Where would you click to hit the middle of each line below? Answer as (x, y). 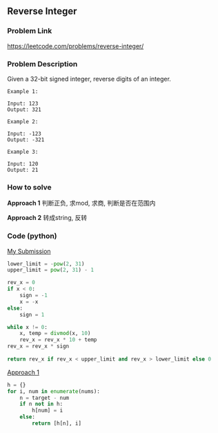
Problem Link (30, 31)
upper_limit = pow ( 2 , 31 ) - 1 (51, 270)
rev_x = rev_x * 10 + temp (58, 340)
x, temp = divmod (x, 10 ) (55, 334)
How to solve (29, 187)
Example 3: (23, 152)
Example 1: (23, 91)
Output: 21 (23, 170)
